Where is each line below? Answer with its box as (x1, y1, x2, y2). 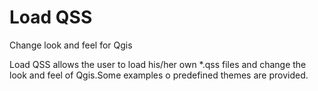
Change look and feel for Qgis (9, 39, 133, 51)
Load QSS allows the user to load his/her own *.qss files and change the (9, 58, 307, 70)
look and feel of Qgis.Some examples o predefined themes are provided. (9, 69, 309, 81)
